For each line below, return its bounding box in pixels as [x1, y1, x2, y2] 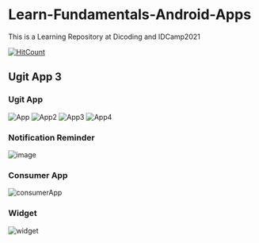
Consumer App [8, 169, 68, 180]
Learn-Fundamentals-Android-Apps [8, 6, 252, 24]
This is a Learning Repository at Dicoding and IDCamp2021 [8, 32, 200, 41]
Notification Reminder [8, 132, 95, 143]
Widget [8, 208, 37, 219]
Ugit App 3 [8, 70, 62, 84]
